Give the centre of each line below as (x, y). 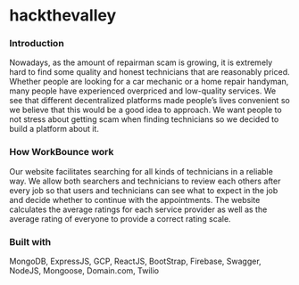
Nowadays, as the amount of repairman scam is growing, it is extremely (141, 62)
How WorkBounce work (62, 152)
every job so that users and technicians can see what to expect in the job (144, 190)
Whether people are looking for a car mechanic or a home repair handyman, (149, 82)
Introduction (37, 44)
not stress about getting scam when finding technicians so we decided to (144, 119)
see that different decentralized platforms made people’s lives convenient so (149, 101)
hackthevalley (63, 16)
